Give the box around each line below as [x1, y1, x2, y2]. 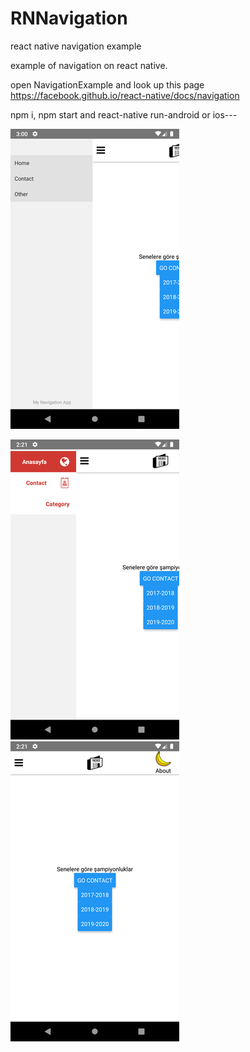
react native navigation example [10, 40, 142, 52]
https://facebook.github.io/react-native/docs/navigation [10, 89, 240, 101]
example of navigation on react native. [10, 59, 168, 71]
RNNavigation [10, 7, 128, 30]
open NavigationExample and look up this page [10, 78, 205, 91]
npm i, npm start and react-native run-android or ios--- [10, 108, 238, 121]
